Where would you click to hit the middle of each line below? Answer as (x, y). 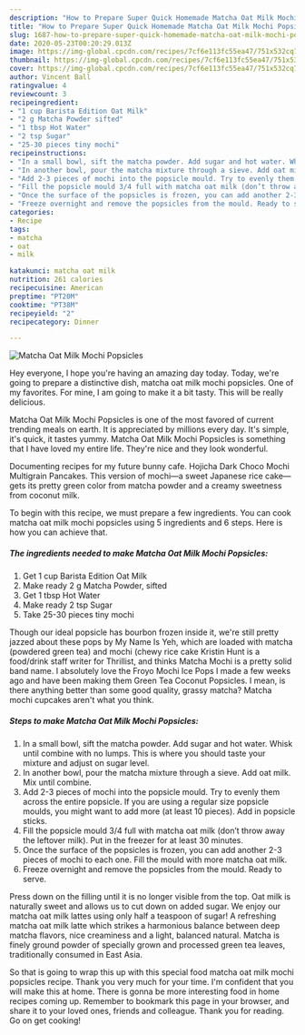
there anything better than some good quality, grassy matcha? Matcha (141, 690)
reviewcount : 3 (38, 94)
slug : (20, 35)
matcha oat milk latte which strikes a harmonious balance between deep (145, 926)
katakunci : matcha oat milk (63, 271)
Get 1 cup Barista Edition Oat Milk (85, 576)
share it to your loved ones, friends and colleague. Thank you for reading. (147, 1011)
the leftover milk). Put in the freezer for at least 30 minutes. (133, 840)
